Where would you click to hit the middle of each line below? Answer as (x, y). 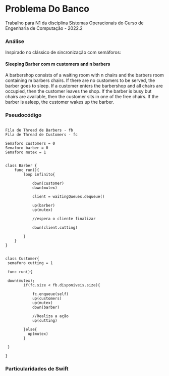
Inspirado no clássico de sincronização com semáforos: (63, 52)
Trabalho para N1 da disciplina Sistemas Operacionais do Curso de (74, 23)
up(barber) (44, 205)
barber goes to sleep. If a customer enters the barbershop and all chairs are (84, 86)
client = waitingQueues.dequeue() (68, 196)
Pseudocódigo (23, 115)
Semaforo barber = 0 (27, 148)
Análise (15, 41)
